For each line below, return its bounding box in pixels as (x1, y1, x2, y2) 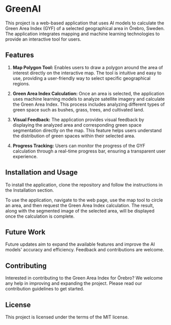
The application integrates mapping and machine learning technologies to (5, 31, 160, 37)
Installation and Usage (5, 168, 78, 177)
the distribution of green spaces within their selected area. (12, 133, 136, 139)
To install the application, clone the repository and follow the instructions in (5, 182, 163, 188)
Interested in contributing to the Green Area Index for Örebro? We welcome (5, 275, 163, 281)
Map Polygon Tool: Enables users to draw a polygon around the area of (12, 64, 163, 70)
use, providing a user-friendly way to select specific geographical (12, 75, 151, 81)
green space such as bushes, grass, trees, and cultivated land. (12, 106, 145, 112)
